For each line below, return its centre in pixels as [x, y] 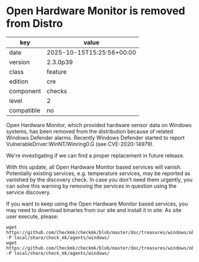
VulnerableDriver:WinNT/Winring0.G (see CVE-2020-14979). [80, 144]
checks [57, 91]
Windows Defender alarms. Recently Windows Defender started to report [95, 137]
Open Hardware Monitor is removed [96, 11]
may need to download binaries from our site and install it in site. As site [94, 210]
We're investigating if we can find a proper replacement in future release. [95, 155]
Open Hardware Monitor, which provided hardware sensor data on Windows [99, 125]
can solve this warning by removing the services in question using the [91, 186]
